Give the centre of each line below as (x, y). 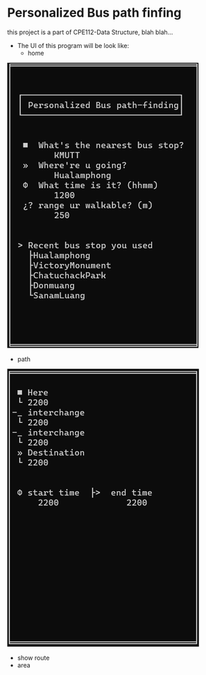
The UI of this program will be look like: (73, 45)
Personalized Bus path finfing (94, 13)
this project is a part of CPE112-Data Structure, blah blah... (90, 32)
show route (33, 658)
